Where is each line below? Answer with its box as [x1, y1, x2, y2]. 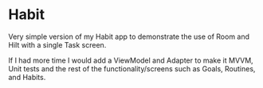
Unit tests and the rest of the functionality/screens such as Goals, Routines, [8, 63, 256, 73]
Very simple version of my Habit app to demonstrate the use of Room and [8, 32, 249, 41]
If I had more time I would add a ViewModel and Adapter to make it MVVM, [8, 55, 253, 65]
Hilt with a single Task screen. [8, 40, 107, 49]
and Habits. [8, 72, 46, 82]
